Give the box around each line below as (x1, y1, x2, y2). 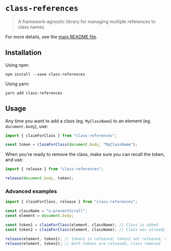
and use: (5, 156, 24, 163)
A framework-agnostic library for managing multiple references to (17, 18, 156, 24)
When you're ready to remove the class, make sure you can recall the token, (5, 151, 165, 158)
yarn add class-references (5, 90, 63, 96)
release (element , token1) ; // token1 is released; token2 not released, (5, 236, 163, 241)
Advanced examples (5, 187, 58, 195)
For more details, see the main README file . (5, 34, 98, 40)
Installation (5, 48, 42, 57)
